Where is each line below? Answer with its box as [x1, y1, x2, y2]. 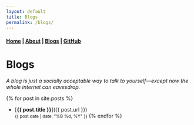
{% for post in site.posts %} [6, 95, 73, 102]
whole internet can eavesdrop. [6, 83, 81, 91]
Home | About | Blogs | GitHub [6, 37, 81, 44]
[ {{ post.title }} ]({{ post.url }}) [14, 106, 88, 113]
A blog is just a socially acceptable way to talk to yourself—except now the [6, 77, 189, 84]
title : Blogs [6, 14, 38, 20]
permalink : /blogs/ [6, 19, 54, 25]
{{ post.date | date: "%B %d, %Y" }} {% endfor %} [14, 112, 122, 119]
